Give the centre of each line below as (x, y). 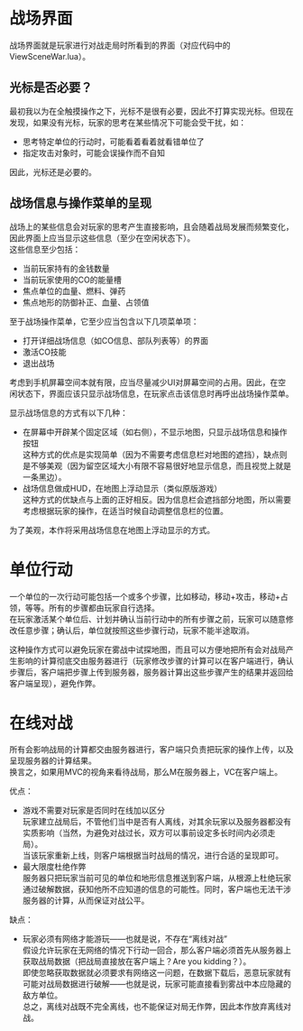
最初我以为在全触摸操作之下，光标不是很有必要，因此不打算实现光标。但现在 (151, 111)
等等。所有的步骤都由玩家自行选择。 (92, 608)
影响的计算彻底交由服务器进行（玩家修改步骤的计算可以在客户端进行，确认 (155, 660)
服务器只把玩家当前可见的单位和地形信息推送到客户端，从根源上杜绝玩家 (156, 878)
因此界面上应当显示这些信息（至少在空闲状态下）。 (102, 238)
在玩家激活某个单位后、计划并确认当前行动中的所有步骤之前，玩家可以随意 (147, 619)
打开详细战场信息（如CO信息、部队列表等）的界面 (115, 340)
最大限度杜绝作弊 (54, 867)
